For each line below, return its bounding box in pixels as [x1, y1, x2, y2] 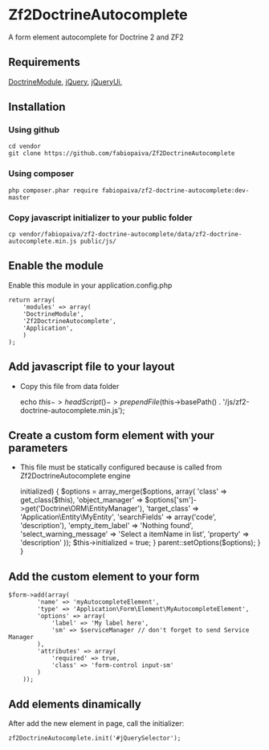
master [8, 193, 31, 202]
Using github [8, 125, 60, 136]
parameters [8, 441, 68, 455]
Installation [8, 100, 66, 114]
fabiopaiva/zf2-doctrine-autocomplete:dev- [101, 186, 250, 195]
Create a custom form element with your [8, 428, 215, 443]
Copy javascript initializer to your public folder [8, 211, 193, 223]
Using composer [8, 168, 75, 179]
